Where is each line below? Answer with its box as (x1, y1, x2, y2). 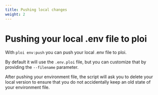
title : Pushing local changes (5, 7, 68, 12)
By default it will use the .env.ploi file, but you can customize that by (5, 59, 147, 65)
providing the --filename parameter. (5, 64, 79, 70)
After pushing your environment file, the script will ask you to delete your (5, 74, 153, 80)
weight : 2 (5, 12, 26, 17)
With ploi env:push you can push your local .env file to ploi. (5, 49, 127, 55)
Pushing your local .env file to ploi (5, 33, 147, 45)
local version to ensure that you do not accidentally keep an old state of (5, 79, 151, 85)
